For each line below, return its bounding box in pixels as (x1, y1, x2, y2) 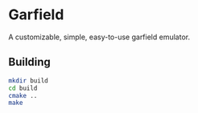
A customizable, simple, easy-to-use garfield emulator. (8, 32, 191, 42)
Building (8, 55, 51, 69)
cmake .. (8, 91, 38, 99)
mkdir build (8, 76, 48, 85)
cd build (8, 84, 38, 92)
